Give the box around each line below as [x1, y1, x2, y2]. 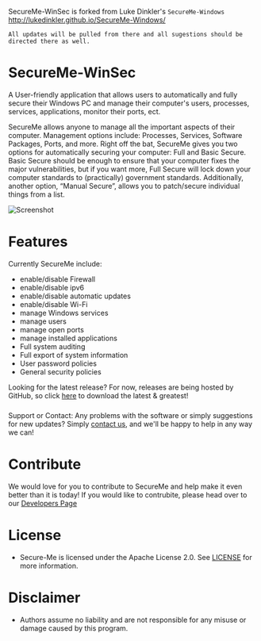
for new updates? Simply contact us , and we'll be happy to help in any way [8, 419, 252, 428]
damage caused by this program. [19, 623, 129, 633]
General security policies [19, 367, 102, 376]
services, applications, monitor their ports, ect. [8, 106, 161, 116]
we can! [8, 428, 34, 437]
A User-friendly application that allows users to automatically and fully [8, 90, 238, 99]
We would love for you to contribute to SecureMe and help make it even [8, 482, 243, 491]
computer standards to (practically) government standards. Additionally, [8, 172, 244, 182]
